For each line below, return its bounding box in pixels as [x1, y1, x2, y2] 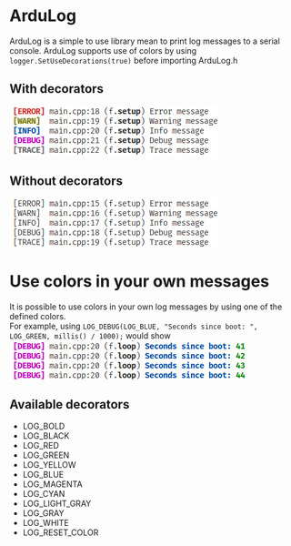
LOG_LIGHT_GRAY [22, 498, 92, 510]
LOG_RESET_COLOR [22, 527, 99, 538]
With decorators [9, 81, 105, 96]
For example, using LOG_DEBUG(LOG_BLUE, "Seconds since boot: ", [9, 320, 258, 331]
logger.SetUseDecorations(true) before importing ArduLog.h [9, 55, 238, 66]
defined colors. [9, 310, 66, 321]
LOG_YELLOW [22, 460, 76, 470]
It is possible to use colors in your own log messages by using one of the [9, 301, 283, 312]
